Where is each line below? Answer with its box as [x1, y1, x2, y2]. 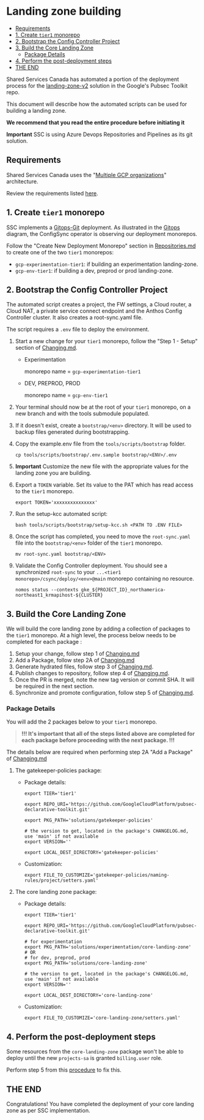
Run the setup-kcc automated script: [15, 510, 108, 518]
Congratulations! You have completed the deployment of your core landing [6, 1100, 194, 1108]
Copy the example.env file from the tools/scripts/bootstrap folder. [15, 440, 186, 448]
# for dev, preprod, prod [24, 955, 90, 961]
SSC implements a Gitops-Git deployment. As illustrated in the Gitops [6, 224, 180, 231]
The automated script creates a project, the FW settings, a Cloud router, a [6, 301, 192, 308]
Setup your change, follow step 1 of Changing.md [15, 650, 140, 657]
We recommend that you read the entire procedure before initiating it [6, 118, 185, 126]
